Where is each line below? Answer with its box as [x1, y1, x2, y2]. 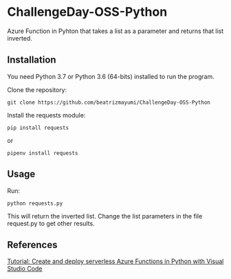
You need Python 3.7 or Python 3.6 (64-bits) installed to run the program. [7, 72, 214, 80]
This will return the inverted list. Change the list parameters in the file [7, 212, 203, 220]
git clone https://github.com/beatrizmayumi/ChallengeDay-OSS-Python [7, 99, 211, 106]
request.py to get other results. [7, 219, 95, 227]
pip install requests [7, 124, 69, 131]
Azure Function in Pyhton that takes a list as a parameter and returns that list [7, 27, 224, 35]
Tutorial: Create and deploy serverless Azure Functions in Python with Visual [7, 257, 224, 265]
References [7, 238, 58, 251]
